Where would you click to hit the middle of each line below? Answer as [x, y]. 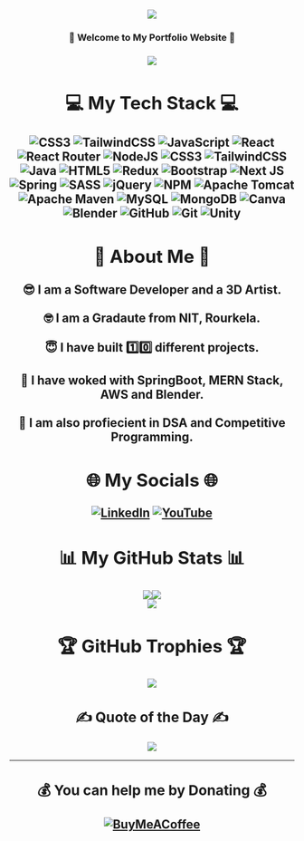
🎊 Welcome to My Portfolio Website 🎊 [152, 38]
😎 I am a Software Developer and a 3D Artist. [152, 290]
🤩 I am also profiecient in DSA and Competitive [152, 423]
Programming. [152, 436]
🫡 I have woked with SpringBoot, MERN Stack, [152, 380]
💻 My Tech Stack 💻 [152, 103]
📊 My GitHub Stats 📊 [152, 557]
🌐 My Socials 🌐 [152, 479]
